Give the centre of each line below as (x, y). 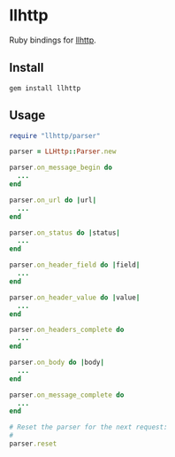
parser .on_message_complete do (67, 395)
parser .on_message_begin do (61, 168)
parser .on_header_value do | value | (75, 298)
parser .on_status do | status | (65, 232)
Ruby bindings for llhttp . (53, 40)
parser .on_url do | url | (53, 200)
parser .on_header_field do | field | (75, 265)
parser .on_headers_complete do (67, 330)
